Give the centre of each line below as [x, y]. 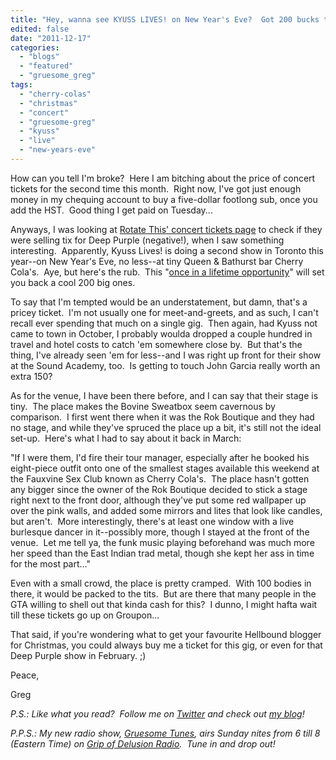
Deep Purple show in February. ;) [78, 655]
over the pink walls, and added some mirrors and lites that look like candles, [166, 510]
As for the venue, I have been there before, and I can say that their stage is [164, 395]
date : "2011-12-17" [51, 38]
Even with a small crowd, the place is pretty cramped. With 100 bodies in [161, 583]
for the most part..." [51, 563]
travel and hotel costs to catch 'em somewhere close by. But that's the [156, 344]
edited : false [40, 29]
